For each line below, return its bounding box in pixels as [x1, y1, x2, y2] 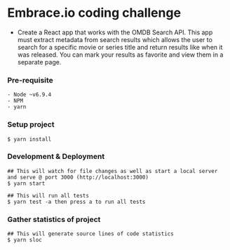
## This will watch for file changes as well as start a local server [7, 167, 218, 174]
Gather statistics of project [7, 214, 101, 224]
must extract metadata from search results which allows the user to [17, 35, 212, 43]
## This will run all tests [7, 192, 90, 199]
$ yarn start [7, 180, 46, 187]
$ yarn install [7, 135, 52, 143]
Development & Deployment [7, 152, 105, 162]
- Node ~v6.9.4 [7, 91, 52, 99]
